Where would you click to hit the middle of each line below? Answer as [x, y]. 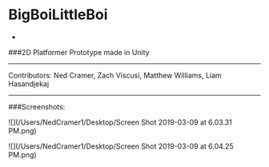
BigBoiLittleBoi [58, 15]
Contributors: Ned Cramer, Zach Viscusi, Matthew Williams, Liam [115, 75]
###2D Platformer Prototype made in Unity [79, 52]
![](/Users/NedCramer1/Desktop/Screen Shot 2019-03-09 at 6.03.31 [120, 122]
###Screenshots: [37, 106]
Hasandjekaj [29, 83]
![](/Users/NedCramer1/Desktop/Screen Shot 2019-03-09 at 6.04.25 [121, 146]
